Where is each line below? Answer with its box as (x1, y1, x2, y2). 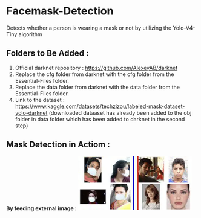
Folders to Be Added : (6, 48, 89, 59)
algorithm (18, 30, 42, 37)
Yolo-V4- (172, 24, 196, 31)
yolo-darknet (15, 109, 48, 116)
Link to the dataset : (15, 96, 65, 103)
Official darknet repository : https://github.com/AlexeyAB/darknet (15, 64, 178, 71)
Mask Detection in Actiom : (6, 139, 110, 150)
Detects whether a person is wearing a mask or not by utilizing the (6, 24, 172, 31)
